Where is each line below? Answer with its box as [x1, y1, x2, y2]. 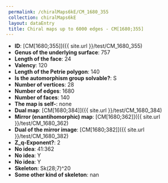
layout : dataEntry [8, 20, 55, 26]
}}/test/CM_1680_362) [14, 119, 69, 127]
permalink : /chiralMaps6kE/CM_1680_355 [8, 8, 109, 15]
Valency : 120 [14, 62, 48, 69]
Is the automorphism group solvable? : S [14, 75, 117, 82]
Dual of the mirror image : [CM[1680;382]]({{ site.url [14, 126, 144, 133]
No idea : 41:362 [14, 145, 54, 153]
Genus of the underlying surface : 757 [14, 49, 111, 56]
